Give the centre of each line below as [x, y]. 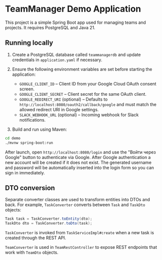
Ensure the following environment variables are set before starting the [82, 69]
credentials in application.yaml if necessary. [57, 60]
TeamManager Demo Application [73, 9]
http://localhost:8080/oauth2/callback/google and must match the [88, 104]
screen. [27, 89]
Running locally [29, 43]
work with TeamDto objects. [32, 252]
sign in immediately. [25, 173]
